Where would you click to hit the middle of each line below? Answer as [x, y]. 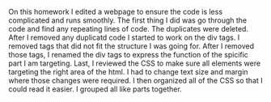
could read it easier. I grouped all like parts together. [95, 89]
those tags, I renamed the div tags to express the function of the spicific [129, 55]
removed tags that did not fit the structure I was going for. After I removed [131, 46]
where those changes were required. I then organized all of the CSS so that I [135, 81]
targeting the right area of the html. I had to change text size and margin [128, 72]
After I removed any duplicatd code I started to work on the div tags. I [124, 37]
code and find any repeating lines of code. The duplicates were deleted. [129, 29]
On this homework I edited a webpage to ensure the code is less [116, 12]
